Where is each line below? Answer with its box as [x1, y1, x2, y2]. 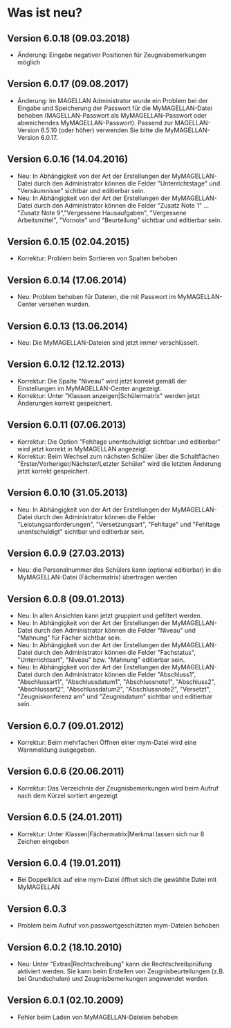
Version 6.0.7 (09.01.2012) [7, 720, 124, 732]
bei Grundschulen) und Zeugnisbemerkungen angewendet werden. [17, 975, 210, 982]
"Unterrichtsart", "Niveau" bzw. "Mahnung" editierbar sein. [17, 656, 185, 664]
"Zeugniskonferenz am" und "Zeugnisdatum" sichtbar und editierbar [17, 692, 213, 701]
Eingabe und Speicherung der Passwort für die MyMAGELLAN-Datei [17, 104, 212, 112]
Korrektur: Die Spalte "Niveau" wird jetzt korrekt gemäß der [17, 377, 187, 385]
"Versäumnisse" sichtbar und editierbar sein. [17, 186, 145, 195]
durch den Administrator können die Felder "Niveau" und [33, 626, 196, 635]
